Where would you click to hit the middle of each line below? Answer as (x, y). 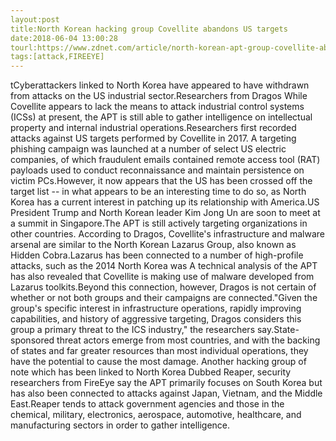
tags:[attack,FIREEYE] (57, 57)
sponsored (32, 340)
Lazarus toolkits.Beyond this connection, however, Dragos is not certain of (163, 287)
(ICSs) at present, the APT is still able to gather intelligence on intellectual (161, 117)
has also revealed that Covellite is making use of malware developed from (162, 277)
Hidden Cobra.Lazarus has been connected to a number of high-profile (157, 255)
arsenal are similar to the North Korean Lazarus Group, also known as (153, 245)
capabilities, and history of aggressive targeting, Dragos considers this (156, 319)
